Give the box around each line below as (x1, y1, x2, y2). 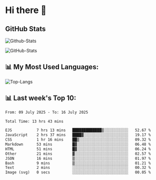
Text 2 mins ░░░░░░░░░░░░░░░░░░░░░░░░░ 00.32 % (5, 165, 151, 170)
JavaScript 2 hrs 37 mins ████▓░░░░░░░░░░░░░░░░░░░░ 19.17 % (5, 133, 151, 138)
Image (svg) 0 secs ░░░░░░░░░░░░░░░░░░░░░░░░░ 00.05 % (5, 170, 151, 175)
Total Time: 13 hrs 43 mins (5, 119, 64, 124)
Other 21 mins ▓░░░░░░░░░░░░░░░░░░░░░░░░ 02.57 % (5, 151, 151, 156)
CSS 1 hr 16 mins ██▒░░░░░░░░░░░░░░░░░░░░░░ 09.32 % (5, 137, 151, 142)
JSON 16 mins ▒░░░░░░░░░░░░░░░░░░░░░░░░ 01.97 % (5, 156, 151, 161)
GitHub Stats (5, 25, 46, 33)
